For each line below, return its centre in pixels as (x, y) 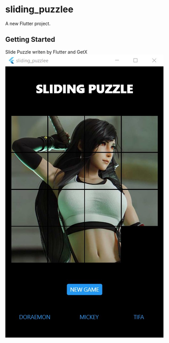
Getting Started (30, 40)
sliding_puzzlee (39, 9)
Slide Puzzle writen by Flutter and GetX (46, 52)
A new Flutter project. (28, 23)
